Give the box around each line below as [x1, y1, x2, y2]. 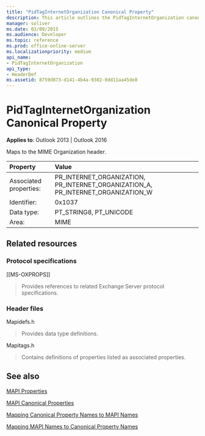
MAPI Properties [6, 387, 48, 395]
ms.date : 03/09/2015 [6, 26, 59, 32]
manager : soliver [6, 20, 51, 26]
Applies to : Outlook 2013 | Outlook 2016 [6, 137, 107, 144]
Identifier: [9, 198, 37, 207]
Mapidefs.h [6, 318, 35, 326]
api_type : [6, 65, 32, 72]
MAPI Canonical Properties [6, 399, 74, 406]
